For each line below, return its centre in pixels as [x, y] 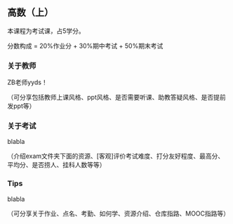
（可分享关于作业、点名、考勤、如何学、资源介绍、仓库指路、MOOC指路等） [119, 213]
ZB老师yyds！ [27, 82]
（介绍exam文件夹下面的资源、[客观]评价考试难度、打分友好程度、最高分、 [116, 156]
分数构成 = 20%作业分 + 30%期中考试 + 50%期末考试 [85, 46]
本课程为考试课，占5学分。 [46, 31]
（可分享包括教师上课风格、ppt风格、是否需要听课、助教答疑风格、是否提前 [116, 98]
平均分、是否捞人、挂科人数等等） [56, 165]
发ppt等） [21, 106]
